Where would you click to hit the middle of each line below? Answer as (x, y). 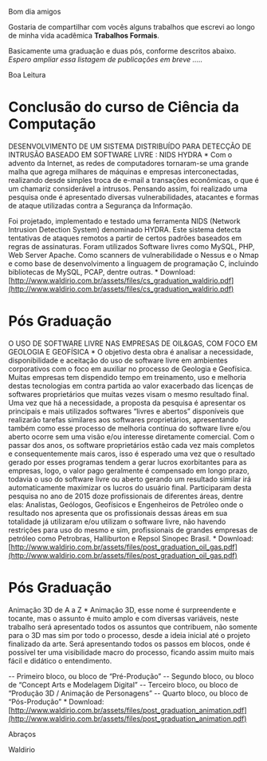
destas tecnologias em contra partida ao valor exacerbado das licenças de (131, 386)
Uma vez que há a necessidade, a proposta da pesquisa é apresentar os (127, 402)
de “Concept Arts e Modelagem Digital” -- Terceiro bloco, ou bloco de (124, 684)
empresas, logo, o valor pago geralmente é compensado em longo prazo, (129, 470)
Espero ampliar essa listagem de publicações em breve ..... (106, 59)
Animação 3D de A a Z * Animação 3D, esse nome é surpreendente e (122, 609)
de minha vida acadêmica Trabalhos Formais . (84, 36)
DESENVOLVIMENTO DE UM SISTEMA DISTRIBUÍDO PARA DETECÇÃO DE (130, 146)
